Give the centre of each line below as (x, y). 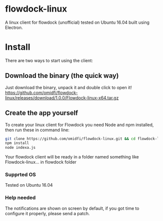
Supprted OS (21, 174)
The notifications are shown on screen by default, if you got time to (72, 208)
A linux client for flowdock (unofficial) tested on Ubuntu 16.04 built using (77, 22)
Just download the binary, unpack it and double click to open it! (68, 87)
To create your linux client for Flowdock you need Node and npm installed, (79, 125)
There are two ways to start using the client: (49, 60)
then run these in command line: (37, 130)
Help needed (20, 198)
